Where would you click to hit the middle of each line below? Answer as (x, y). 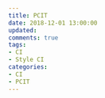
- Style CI (26, 60)
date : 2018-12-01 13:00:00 (53, 23)
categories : (28, 67)
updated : (23, 30)
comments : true (33, 38)
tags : (17, 45)
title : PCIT (28, 15)
